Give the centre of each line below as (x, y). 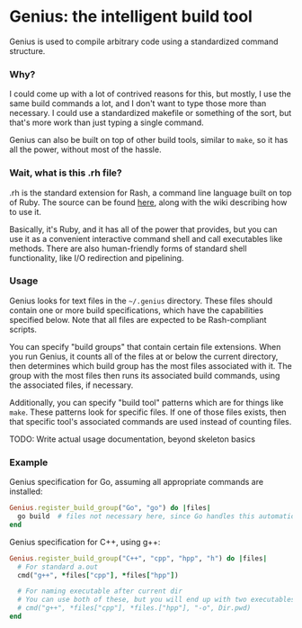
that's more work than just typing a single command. (107, 122)
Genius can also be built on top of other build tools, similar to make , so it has (149, 140)
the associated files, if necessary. (71, 385)
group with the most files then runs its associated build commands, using (145, 375)
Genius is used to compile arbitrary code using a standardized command (144, 41)
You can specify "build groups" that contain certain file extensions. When (145, 346)
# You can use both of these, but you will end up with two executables (156, 600)
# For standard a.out (58, 567)
